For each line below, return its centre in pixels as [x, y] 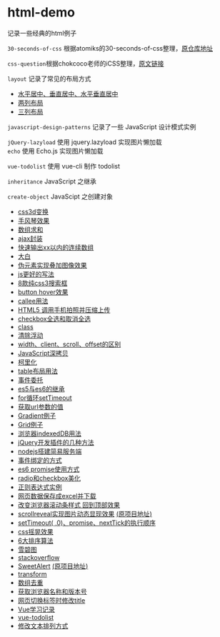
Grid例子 [30, 424]
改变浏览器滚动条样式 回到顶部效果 [69, 505]
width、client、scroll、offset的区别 [69, 344]
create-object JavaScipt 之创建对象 [60, 196]
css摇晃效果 [35, 531]
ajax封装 [30, 238]
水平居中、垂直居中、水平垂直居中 [68, 94]
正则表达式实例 [40, 487]
